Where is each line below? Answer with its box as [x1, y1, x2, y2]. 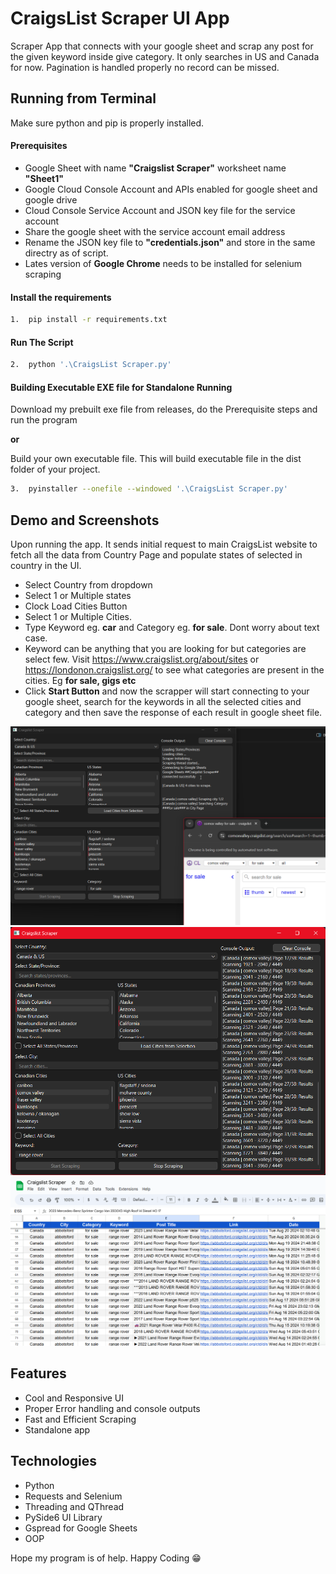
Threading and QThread [24, 1500, 125, 1512]
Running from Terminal [10, 90, 157, 107]
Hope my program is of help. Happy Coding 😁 [10, 1552, 202, 1564]
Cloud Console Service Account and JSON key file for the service [24, 204, 296, 216]
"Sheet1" [24, 172, 64, 184]
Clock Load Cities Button [24, 600, 128, 612]
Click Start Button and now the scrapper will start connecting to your [24, 685, 310, 697]
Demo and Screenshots [10, 512, 160, 529]
